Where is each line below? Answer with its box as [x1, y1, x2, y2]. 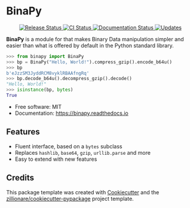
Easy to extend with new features [14, 155, 97, 163]
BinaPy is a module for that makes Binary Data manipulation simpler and [6, 35, 184, 42]
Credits [6, 173, 35, 183]
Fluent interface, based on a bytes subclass [14, 142, 122, 150]
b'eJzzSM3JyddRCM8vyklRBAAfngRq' [6, 70, 90, 76]
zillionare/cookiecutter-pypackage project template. [6, 195, 134, 202]
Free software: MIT [14, 103, 62, 110]
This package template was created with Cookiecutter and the [6, 188, 160, 195]
